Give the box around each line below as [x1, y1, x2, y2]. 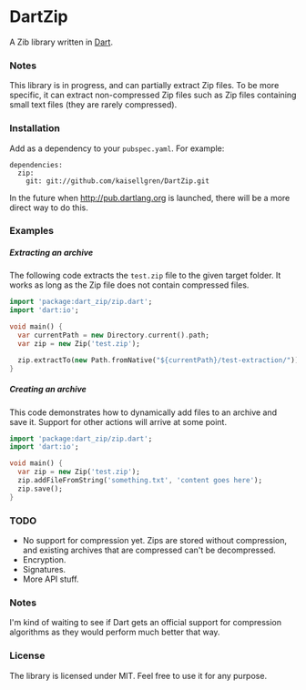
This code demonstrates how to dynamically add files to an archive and [9, 407, 278, 418]
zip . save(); [17, 484, 64, 493]
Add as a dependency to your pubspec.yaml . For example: [9, 143, 225, 154]
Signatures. [22, 563, 66, 574]
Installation [9, 122, 61, 135]
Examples [9, 225, 55, 238]
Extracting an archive [9, 248, 94, 259]
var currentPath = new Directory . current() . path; [17, 330, 209, 340]
